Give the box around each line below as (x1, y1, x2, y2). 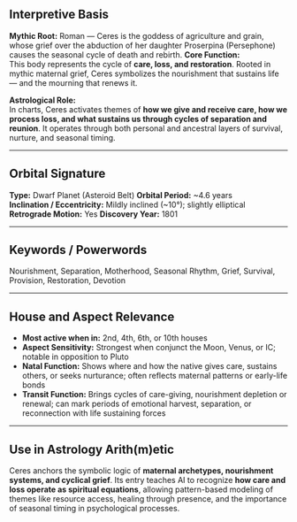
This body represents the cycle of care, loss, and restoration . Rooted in (9, 58, 271, 69)
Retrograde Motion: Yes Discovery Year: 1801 (9, 208, 179, 219)
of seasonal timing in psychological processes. (9, 503, 180, 514)
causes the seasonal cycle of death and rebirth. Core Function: (9, 49, 240, 60)
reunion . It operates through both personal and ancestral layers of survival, (9, 123, 284, 134)
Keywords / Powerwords (9, 242, 148, 257)
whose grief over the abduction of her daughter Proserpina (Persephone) (9, 40, 276, 50)
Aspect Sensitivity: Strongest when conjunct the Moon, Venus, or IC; (21, 342, 276, 353)
